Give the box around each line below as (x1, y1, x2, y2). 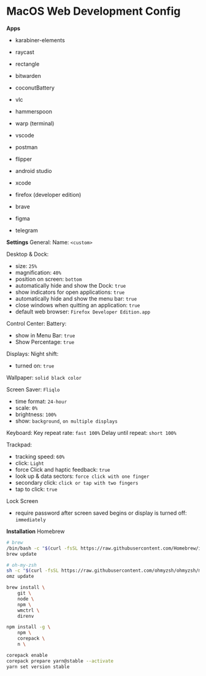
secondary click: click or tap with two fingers (15, 478, 139, 486)
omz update (6, 574, 34, 580)
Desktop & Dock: (6, 250, 49, 258)
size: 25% (15, 262, 37, 269)
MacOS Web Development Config (6, 4, 181, 18)
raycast (15, 48, 35, 56)
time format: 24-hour (15, 398, 67, 405)
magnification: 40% (15, 269, 61, 276)
